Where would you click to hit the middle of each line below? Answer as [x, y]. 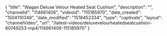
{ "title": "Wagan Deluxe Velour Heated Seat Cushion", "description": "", [79, 7]
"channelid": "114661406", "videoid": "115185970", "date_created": [73, 12]
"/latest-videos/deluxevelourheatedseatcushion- [102, 23]
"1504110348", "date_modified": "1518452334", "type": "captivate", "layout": [84, 18]
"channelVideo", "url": [28, 23]
